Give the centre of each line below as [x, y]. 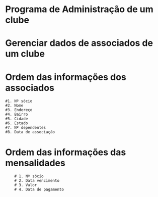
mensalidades [35, 163]
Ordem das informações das [66, 152]
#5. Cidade [17, 119]
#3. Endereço [19, 110]
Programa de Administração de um [79, 9]
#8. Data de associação [30, 132]
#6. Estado [17, 123]
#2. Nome [14, 106]
